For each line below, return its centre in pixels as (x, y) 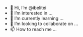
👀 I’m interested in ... (31, 13)
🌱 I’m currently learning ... (37, 18)
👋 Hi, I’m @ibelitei (28, 8)
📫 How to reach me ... (33, 29)
